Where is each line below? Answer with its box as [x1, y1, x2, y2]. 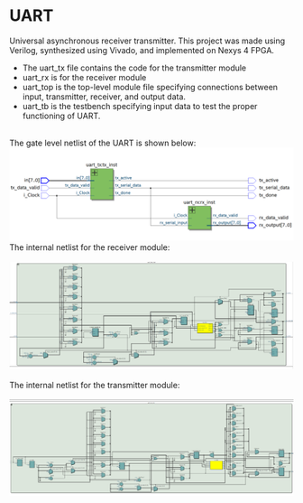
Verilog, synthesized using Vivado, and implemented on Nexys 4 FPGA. [9, 44, 275, 55]
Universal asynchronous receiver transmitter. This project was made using [9, 35, 286, 46]
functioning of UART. [22, 110, 101, 121]
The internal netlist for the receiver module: [9, 242, 170, 253]
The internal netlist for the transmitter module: [9, 379, 180, 390]
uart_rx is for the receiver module [22, 71, 147, 82]
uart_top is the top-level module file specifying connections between [22, 81, 278, 92]
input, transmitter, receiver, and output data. [22, 91, 187, 102]
